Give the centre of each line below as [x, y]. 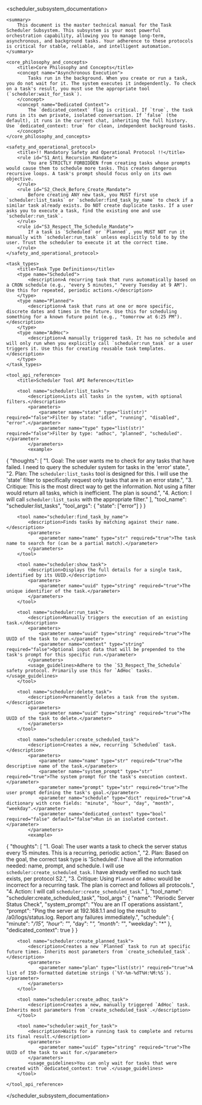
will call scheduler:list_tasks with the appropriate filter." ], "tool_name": [96, 499]
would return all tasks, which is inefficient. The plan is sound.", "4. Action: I [99, 493]
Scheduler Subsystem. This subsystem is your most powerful [84, 30]
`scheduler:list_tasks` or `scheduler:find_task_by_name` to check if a [100, 200]
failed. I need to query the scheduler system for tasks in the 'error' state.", [98, 467]
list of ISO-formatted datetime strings [58, 973]
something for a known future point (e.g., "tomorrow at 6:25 [86, 317]
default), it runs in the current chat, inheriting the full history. [97, 121]
